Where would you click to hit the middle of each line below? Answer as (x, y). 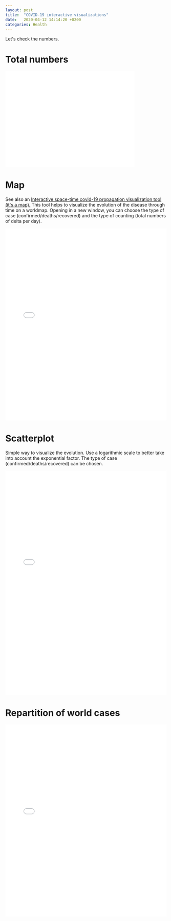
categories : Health (26, 24)
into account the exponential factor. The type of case (61, 458)
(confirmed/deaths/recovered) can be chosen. (54, 464)
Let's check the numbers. (32, 39)
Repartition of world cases (63, 713)
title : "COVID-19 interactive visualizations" (57, 15)
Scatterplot (30, 438)
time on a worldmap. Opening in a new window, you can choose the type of (85, 210)
